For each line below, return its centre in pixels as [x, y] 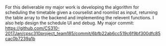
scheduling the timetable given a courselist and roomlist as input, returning [81, 12]
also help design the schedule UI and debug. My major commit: [70, 23]
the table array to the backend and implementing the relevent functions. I [80, 18]
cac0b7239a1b [20, 39]
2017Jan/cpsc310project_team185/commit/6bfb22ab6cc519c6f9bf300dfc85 [83, 33]
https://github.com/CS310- [32, 28]
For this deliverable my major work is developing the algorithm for [72, 7]
